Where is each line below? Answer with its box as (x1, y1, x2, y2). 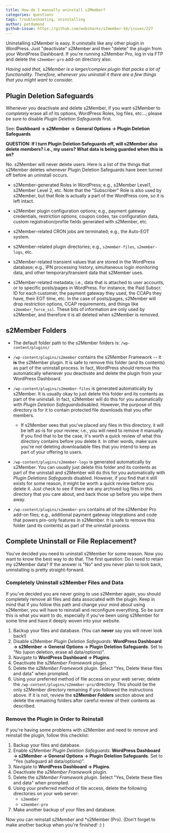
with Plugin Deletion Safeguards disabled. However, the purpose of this (13, 401, 161, 408)
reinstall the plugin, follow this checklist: (6, 732, 89, 738)
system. (13, 233, 30, 240)
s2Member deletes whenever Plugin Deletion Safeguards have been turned (6, 167, 162, 173)
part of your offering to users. (20, 449, 83, 455)
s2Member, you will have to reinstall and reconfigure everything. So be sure (6, 607, 163, 613)
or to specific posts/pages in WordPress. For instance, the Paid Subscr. (13, 285, 162, 291)
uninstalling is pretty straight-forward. (6, 567, 85, 573)
